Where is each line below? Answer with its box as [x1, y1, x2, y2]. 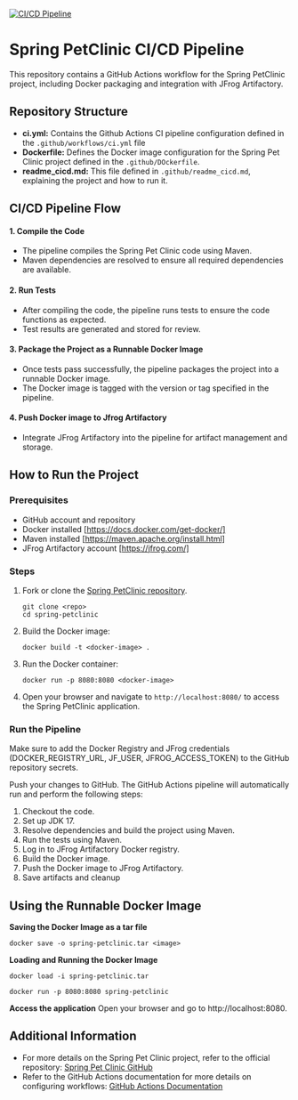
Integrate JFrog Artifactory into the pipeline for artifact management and [21, 432, 287, 442]
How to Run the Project [9, 467, 140, 482]
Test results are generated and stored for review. [21, 323, 201, 334]
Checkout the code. [21, 806, 95, 817]
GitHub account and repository [21, 514, 136, 525]
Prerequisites [9, 494, 68, 506]
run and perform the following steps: [9, 789, 144, 800]
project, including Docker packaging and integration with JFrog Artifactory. [9, 78, 284, 89]
